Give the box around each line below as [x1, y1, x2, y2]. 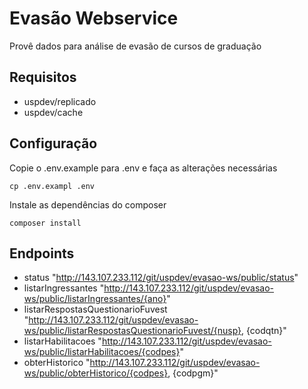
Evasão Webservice [9, 7, 179, 30]
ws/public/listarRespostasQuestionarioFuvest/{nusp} [23, 325, 242, 337]
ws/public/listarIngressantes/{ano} [23, 293, 167, 305]
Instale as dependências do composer [9, 198, 167, 211]
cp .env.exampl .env [9, 181, 96, 191]
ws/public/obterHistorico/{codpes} [23, 367, 169, 379]
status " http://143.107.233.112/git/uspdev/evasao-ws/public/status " [23, 272, 299, 284]
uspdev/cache [23, 106, 84, 118]
